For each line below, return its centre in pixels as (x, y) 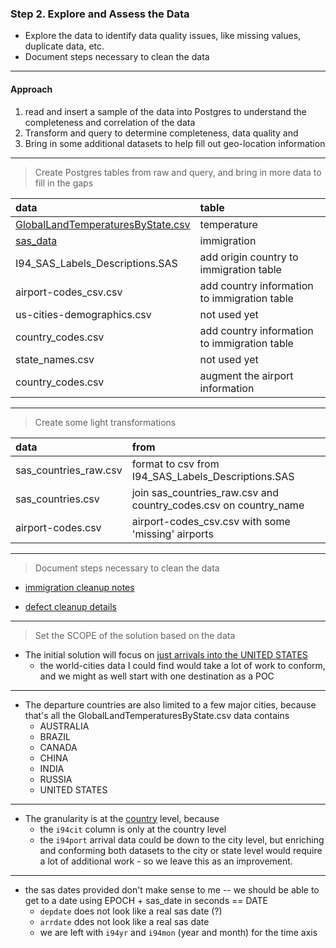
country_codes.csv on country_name (218, 505)
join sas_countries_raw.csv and (205, 492)
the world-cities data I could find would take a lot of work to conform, (182, 665)
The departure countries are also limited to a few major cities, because (170, 704)
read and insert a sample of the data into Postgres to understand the (165, 111)
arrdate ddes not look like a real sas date (124, 921)
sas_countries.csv (57, 499)
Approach (31, 89)
